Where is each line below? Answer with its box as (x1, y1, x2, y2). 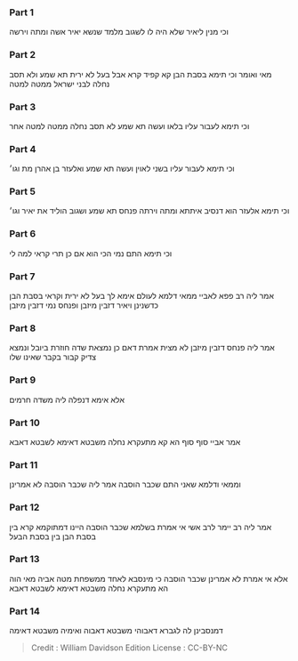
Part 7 (9, 270, 36, 282)
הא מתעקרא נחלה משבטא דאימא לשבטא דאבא (9, 583, 169, 593)
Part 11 (9, 458, 38, 471)
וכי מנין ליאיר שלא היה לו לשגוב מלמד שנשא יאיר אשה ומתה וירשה (9, 27, 230, 37)
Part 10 (9, 416, 40, 429)
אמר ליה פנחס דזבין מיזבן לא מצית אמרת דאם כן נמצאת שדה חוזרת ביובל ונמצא (9, 343, 276, 353)
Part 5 (9, 185, 36, 197)
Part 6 (9, 228, 36, 240)
